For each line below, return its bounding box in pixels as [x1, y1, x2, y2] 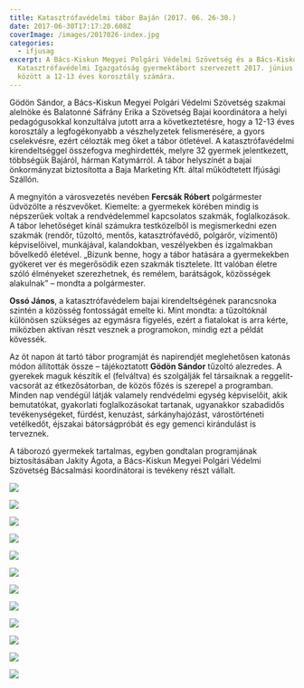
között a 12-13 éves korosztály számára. [17, 72, 176, 81]
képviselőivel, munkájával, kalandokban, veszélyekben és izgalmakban [9, 239, 273, 250]
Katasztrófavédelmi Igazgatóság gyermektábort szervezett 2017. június [17, 64, 294, 73]
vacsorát [9, 380, 43, 391]
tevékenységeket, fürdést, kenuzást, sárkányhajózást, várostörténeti [9, 409, 265, 419]
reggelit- [261, 370, 294, 381]
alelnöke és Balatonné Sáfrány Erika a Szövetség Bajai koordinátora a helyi [9, 106, 288, 118]
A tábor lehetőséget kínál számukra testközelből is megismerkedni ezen [9, 220, 278, 231]
